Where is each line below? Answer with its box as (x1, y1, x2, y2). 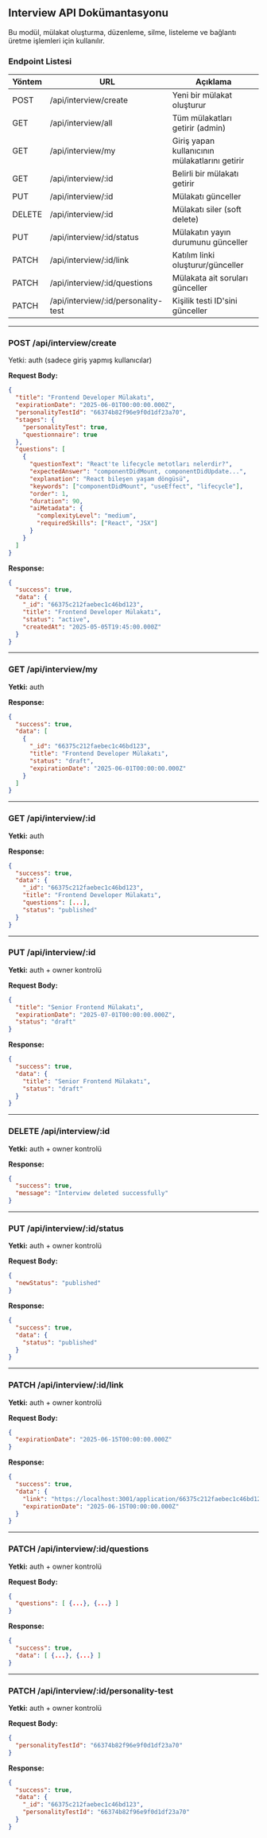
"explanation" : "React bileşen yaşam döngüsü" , (29, 474, 191, 483)
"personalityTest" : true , (22, 423, 109, 431)
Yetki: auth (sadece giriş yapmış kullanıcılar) (8, 355, 153, 365)
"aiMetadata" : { (29, 505, 83, 513)
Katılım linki (172, 250, 215, 261)
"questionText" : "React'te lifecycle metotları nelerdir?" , (29, 460, 233, 468)
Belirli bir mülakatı (172, 168, 239, 180)
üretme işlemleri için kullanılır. (8, 36, 105, 45)
